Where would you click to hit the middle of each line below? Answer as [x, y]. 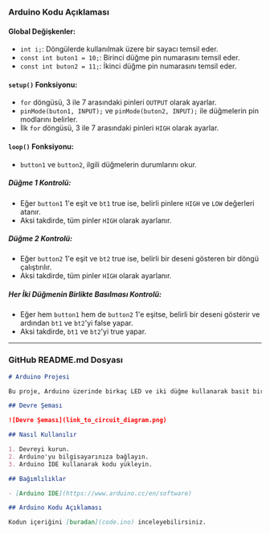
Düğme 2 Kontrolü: [41, 239]
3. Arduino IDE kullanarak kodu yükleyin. [80, 464]
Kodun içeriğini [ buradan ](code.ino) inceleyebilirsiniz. [107, 522]
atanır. [31, 212]
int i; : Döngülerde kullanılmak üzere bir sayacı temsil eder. [119, 49]
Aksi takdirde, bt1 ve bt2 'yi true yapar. [83, 331]
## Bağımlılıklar [37, 479]
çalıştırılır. [36, 267]
